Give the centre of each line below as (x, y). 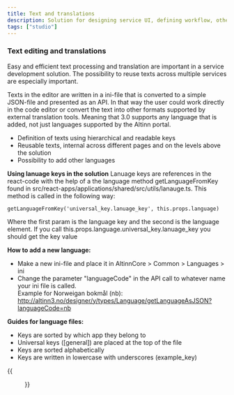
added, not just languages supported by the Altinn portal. (89, 124)
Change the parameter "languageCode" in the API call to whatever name (121, 278)
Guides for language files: (46, 321)
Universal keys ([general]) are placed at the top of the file (100, 342)
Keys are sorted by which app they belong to (81, 335)
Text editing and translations (57, 51)
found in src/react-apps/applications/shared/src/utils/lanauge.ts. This (107, 188)
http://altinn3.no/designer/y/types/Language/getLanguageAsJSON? (115, 300)
